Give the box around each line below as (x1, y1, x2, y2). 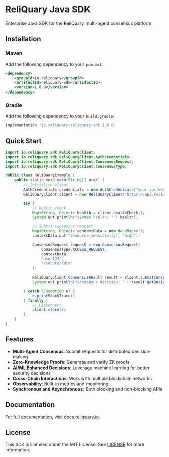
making (12, 353, 28, 360)
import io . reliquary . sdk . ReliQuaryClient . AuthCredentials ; (5, 154, 132, 159)
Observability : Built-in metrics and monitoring (12, 381, 109, 387)
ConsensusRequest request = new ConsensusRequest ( (32, 242, 141, 247)
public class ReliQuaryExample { (5, 173, 75, 178)
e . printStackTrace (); (32, 293, 78, 298)
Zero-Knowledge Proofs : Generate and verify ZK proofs (12, 359, 130, 365)
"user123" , (41, 256, 64, 261)
